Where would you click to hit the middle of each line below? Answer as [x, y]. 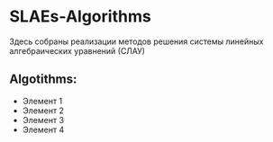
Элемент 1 [42, 101]
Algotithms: [43, 80]
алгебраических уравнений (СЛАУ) [77, 50]
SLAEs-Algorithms [80, 17]
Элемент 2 [43, 111]
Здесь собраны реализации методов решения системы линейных [136, 41]
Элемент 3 [43, 120]
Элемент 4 [43, 129]
